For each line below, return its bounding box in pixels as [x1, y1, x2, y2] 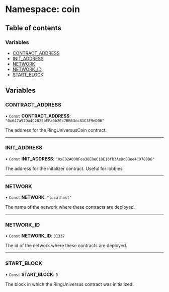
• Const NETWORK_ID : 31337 [5, 233, 65, 239]
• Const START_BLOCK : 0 [5, 271, 58, 277]
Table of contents [5, 24, 61, 32]
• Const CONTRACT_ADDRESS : [5, 112, 71, 119]
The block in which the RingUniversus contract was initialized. [5, 281, 134, 287]
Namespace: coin [5, 4, 80, 15]
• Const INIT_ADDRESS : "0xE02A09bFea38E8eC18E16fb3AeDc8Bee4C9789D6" [5, 155, 155, 162]
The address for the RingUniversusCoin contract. [5, 127, 107, 133]
